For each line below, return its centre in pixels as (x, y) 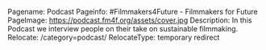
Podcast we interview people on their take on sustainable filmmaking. (123, 29)
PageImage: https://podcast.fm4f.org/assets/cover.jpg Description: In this (130, 20)
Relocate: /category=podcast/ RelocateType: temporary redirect (114, 37)
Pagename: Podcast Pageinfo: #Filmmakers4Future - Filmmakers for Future (133, 12)
